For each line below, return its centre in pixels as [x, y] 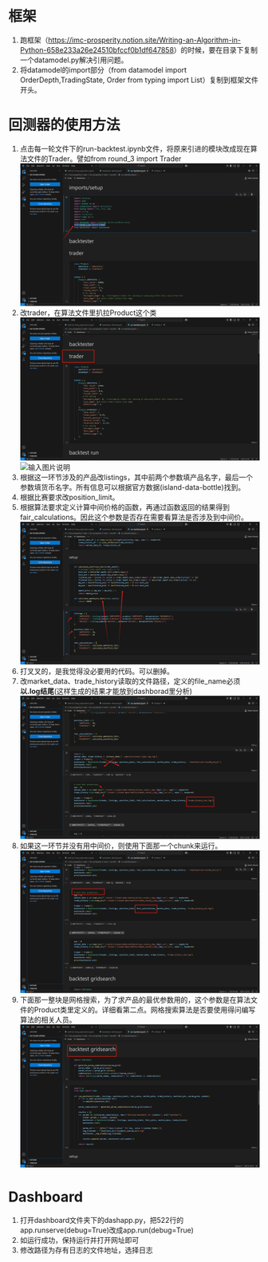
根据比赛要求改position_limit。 [69, 497]
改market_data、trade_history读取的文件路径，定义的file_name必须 [130, 681]
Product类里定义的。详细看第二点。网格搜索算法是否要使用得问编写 [145, 1010]
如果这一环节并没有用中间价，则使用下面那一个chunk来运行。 [121, 846]
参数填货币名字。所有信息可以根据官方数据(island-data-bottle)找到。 [132, 487]
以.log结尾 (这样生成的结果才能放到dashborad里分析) [106, 692]
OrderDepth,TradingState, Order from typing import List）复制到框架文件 [139, 80]
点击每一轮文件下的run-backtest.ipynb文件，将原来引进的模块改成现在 [135, 148]
